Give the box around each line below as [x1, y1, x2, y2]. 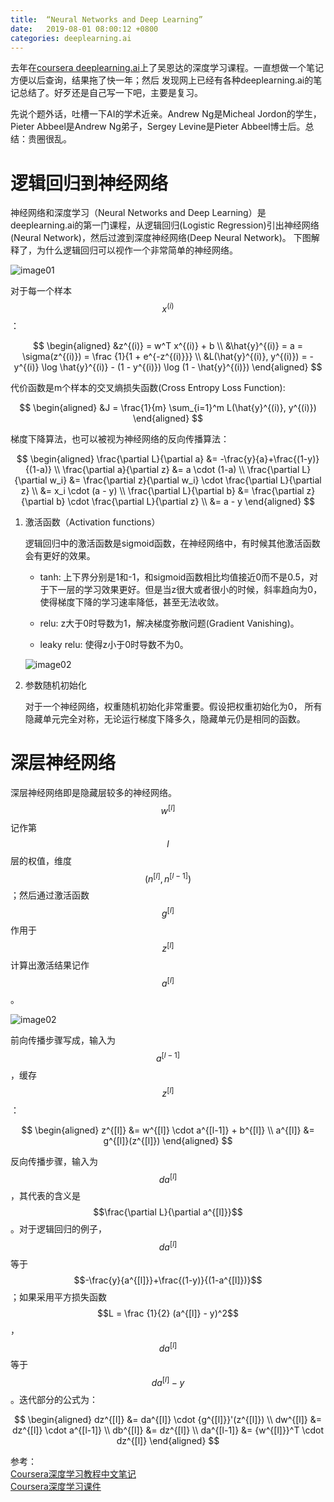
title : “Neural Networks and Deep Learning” [10, 14, 203, 25]
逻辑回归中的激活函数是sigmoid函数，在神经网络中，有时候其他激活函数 [24, 537, 321, 549]
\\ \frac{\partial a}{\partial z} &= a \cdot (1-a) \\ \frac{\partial [53, 463, 300, 475]
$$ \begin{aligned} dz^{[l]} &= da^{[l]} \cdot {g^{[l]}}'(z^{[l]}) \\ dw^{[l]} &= [13, 1414, 323, 1426]
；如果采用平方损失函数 [10, 1291, 107, 1303]
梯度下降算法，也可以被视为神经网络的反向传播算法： [10, 432, 230, 445]
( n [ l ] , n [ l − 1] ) [144, 871, 192, 885]
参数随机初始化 [24, 679, 87, 691]
